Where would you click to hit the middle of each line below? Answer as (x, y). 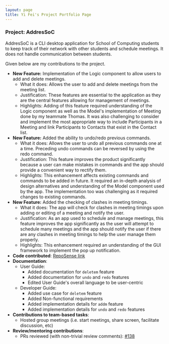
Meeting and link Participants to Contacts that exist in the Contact (88, 127)
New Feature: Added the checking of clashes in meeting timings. (80, 202)
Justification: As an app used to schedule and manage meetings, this (92, 218)
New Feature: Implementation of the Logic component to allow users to (87, 73)
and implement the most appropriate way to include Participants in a (91, 122)
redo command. (37, 154)
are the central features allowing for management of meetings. (85, 100)
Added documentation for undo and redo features (78, 277)
